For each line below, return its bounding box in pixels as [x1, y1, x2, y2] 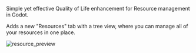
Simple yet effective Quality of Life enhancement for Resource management [6, 5, 190, 12]
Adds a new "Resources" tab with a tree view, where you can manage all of [6, 23, 188, 29]
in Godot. [6, 11, 29, 18]
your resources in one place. [6, 29, 75, 36]
